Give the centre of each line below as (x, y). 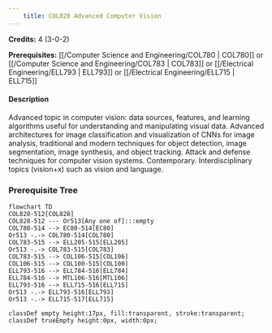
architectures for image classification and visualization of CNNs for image (132, 134)
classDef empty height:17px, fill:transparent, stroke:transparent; (127, 314)
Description (29, 99)
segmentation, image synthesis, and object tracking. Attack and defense (130, 152)
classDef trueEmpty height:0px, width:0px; (83, 321)
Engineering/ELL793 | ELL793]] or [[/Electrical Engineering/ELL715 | (122, 72)
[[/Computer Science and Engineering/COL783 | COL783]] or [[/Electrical (131, 63)
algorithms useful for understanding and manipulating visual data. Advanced (136, 126)
